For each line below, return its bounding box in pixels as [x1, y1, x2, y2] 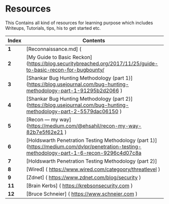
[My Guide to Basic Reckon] [26, 53, 93, 60]
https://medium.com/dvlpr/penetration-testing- [28, 143, 142, 150]
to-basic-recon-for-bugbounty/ [26, 66, 105, 73]
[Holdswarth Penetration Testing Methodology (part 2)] [26, 157, 157, 164]
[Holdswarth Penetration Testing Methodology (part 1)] [26, 137, 157, 144]
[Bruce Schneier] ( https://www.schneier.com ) [26, 190, 138, 197]
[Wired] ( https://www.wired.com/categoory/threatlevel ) [26, 166, 160, 173]
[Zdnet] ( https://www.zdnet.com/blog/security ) [26, 174, 141, 181]
